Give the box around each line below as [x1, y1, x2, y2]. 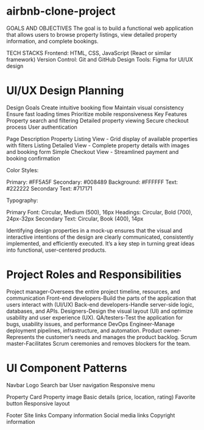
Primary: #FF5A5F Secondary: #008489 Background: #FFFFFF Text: [6, 178, 178, 186]
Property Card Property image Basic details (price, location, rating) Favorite [6, 393, 196, 401]
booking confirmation [6, 155, 60, 162]
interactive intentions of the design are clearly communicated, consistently [6, 233, 194, 241]
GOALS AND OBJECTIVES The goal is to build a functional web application [6, 24, 194, 32]
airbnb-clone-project [6, 4, 116, 18]
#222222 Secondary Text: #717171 [6, 184, 93, 192]
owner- [163, 327, 181, 334]
